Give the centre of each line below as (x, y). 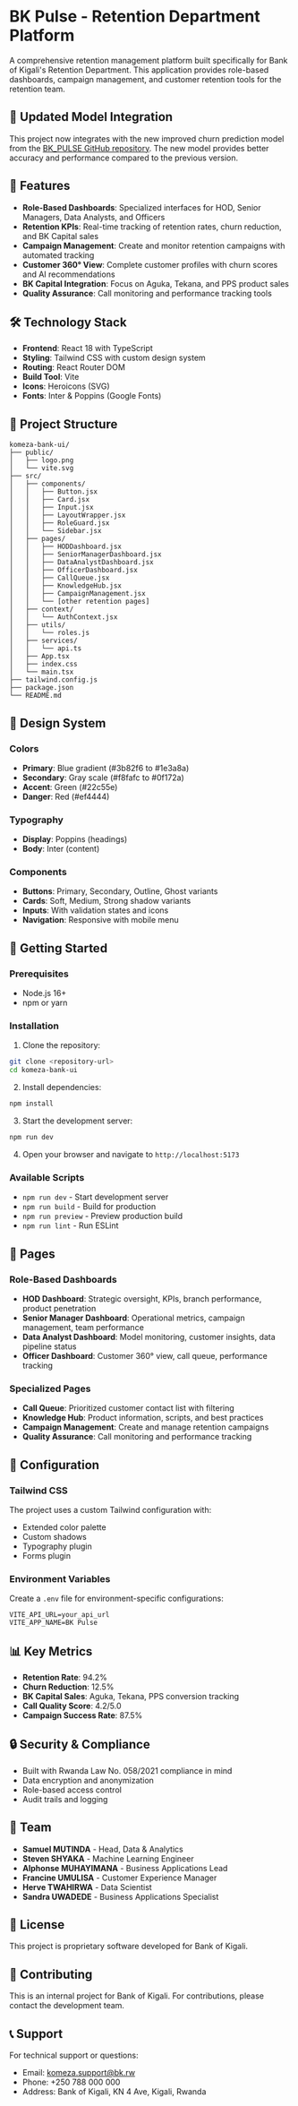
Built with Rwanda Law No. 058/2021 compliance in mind (127, 1770)
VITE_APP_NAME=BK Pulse (54, 1623)
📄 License (37, 1925)
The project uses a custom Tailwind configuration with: (111, 1509)
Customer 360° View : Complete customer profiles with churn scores (150, 264)
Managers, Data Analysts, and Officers (94, 217)
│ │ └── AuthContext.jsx (64, 617)
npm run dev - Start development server (95, 1197)
